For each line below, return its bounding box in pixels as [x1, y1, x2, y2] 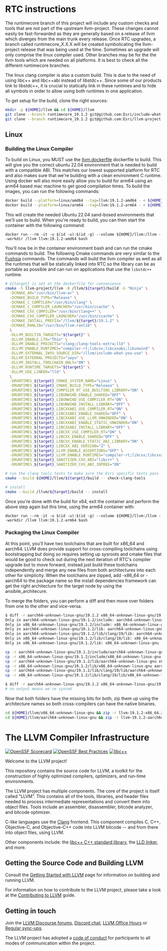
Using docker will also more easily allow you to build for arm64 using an [5, 178, 153, 184]
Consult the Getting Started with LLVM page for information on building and [5, 872, 160, 878]
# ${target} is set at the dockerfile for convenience [5, 281, 121, 286]
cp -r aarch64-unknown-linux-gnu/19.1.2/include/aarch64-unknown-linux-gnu [5, 649, 166, 654]
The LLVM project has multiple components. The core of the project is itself [5, 788, 160, 794]
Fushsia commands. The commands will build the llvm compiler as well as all [5, 256, 162, 261]
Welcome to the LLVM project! [5, 758, 67, 764]
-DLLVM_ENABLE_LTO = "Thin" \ [9, 337, 68, 342]
